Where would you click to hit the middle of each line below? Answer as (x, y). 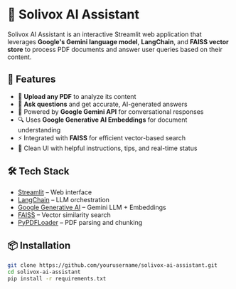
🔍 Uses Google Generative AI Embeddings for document (102, 120)
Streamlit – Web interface (55, 192)
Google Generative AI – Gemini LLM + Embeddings (92, 207)
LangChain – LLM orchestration (64, 199)
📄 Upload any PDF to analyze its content (77, 96)
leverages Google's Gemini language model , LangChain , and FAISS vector (118, 41)
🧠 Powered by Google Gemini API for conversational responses (111, 111)
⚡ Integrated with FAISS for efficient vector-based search (102, 137)
